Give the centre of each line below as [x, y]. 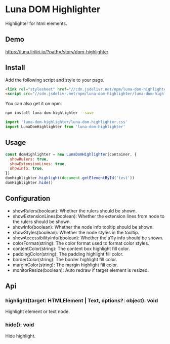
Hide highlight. [20, 336]
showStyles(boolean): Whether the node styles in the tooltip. [76, 232]
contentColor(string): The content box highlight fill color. [71, 248]
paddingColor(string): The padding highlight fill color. [68, 254]
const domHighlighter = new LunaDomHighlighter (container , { [71, 154]
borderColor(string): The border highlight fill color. [65, 259]
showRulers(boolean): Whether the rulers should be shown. [75, 211]
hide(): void [20, 325]
